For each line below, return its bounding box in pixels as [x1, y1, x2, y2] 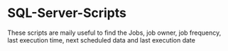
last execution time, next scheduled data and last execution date [7, 35, 195, 44]
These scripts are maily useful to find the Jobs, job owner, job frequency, [7, 28, 222, 37]
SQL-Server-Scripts [7, 5, 126, 21]
